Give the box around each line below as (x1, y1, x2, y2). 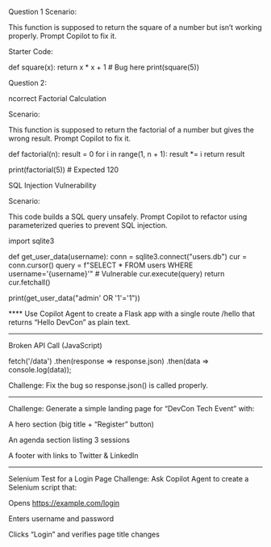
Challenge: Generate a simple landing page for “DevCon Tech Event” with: (8, 404, 255, 413)
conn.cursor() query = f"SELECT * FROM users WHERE (8, 260, 194, 270)
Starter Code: (8, 47, 54, 56)
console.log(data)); (8, 365, 72, 374)
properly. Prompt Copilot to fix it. (8, 32, 117, 40)
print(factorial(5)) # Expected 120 (8, 165, 119, 175)
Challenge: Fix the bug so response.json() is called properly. (8, 381, 208, 390)
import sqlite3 (8, 236, 55, 246)
